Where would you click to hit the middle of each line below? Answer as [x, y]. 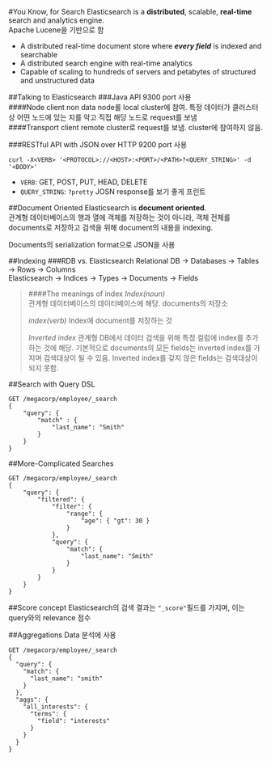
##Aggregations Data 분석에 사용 [62, 635]
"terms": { [48, 714]
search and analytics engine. [57, 20]
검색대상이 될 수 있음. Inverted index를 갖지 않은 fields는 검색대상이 [150, 358]
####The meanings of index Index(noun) [97, 294]
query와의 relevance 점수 [50, 617]
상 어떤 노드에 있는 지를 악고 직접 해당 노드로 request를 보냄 [103, 117]
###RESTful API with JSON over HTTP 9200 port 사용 [98, 144]
